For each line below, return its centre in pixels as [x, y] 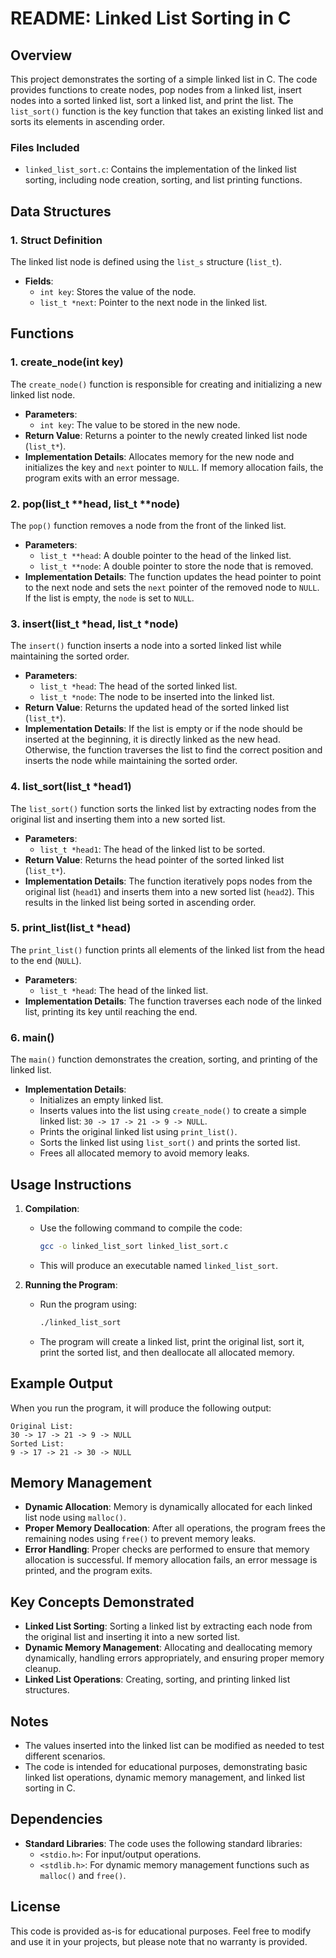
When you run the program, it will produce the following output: [141, 1408]
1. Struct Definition [56, 240]
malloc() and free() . [83, 1875]
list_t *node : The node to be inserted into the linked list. [157, 697]
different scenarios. [65, 1756]
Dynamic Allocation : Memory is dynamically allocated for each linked [168, 1507]
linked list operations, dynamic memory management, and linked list [165, 1777]
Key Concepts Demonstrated [102, 1602]
